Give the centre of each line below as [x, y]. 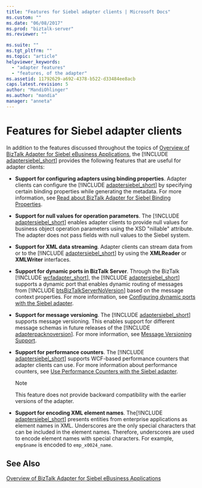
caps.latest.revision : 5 [37, 84]
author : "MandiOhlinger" [37, 90]
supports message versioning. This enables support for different [95, 321]
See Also [23, 464]
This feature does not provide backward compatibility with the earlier [100, 395]
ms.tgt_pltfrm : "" [29, 51]
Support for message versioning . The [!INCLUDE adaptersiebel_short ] [103, 314]
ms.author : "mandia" [32, 96]
